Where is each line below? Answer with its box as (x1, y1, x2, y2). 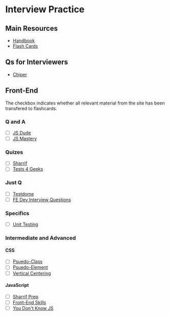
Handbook (12, 37, 35, 44)
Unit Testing (12, 221, 38, 227)
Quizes (5, 149, 23, 156)
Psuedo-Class (12, 259, 43, 265)
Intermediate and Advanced (5, 235, 76, 242)
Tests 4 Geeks (12, 166, 43, 172)
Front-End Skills (12, 299, 46, 305)
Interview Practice (5, 4, 85, 15)
